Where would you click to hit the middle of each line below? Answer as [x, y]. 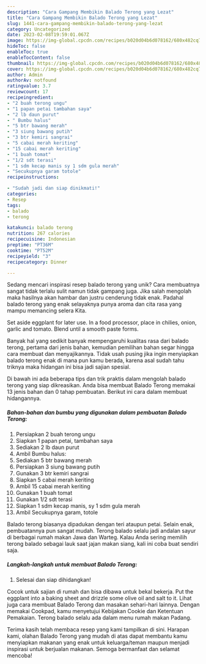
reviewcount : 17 [28, 92]
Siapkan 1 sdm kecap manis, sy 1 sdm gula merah [78, 506]
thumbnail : [21, 63]
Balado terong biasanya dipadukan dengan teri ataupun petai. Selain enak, [101, 524]
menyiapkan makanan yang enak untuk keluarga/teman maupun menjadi [98, 643]
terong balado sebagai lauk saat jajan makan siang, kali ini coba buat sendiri [103, 544]
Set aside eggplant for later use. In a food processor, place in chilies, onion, [102, 323]
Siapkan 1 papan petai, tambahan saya [64, 441]
